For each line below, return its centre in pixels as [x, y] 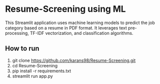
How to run [22, 48]
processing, [17, 33]
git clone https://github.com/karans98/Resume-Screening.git [74, 60]
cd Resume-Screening [35, 65]
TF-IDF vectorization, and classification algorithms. [82, 33]
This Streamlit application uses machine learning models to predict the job [80, 23]
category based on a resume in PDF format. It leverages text [66, 28]
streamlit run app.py [32, 76]
